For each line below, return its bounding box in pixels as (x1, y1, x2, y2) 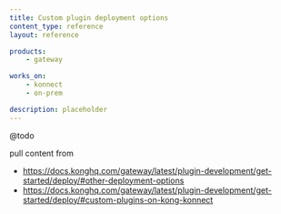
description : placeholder (9, 105, 107, 114)
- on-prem (25, 88, 64, 97)
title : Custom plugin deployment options (9, 13, 169, 23)
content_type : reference (9, 22, 104, 31)
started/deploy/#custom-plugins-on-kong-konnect (22, 194, 214, 205)
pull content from (9, 148, 75, 158)
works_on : (9, 72, 47, 81)
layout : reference (9, 30, 79, 39)
